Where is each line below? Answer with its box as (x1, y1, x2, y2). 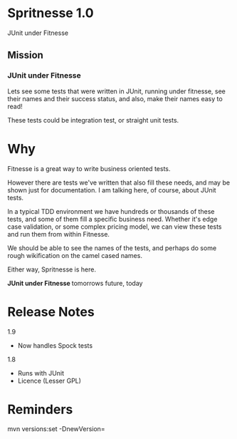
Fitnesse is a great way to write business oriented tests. (7, 164, 171, 172)
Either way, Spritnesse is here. (7, 265, 97, 274)
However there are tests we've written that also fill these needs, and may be (7, 178, 230, 187)
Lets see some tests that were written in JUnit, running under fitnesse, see (7, 87, 226, 95)
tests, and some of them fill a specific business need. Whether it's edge (7, 215, 218, 223)
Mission (7, 49, 44, 61)
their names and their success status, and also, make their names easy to (7, 94, 223, 103)
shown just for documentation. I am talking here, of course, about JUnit (7, 185, 216, 194)
